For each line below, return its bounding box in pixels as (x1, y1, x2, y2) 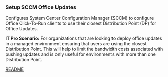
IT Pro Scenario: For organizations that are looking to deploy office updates (5, 35, 162, 41)
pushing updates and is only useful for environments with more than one (5, 51, 156, 57)
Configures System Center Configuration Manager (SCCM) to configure (5, 15, 154, 21)
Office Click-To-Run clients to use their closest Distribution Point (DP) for (5, 20, 156, 26)
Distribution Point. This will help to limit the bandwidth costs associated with (5, 46, 163, 52)
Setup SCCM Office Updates (5, 4, 77, 11)
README (5, 66, 24, 72)
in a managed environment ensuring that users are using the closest (5, 41, 147, 47)
